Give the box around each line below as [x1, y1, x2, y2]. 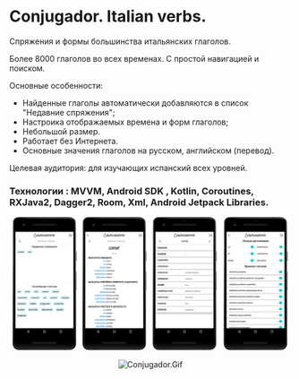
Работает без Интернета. [21, 135, 119, 146]
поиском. [9, 63, 46, 73]
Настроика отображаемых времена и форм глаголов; [21, 116, 229, 127]
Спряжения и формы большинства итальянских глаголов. [9, 36, 231, 47]
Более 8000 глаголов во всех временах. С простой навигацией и [9, 53, 260, 64]
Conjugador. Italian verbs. [9, 6, 207, 27]
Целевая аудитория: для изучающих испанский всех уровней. [9, 162, 248, 173]
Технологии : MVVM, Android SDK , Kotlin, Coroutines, [9, 185, 254, 197]
